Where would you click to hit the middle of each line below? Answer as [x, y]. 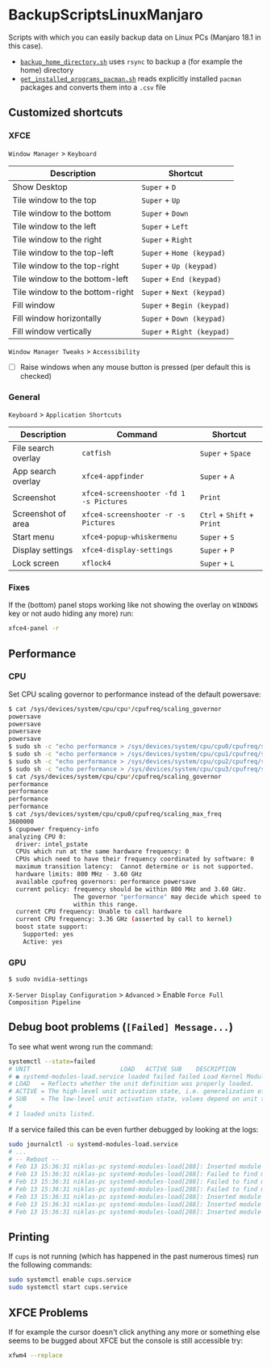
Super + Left [165, 226]
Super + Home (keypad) [183, 252]
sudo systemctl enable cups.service [70, 1280]
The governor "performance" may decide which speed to [167, 897]
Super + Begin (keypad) [186, 305]
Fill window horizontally [57, 318]
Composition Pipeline [45, 1003]
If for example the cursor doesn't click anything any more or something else [134, 1331]
